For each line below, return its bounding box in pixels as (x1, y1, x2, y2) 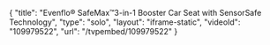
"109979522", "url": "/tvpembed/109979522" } (9, 26, 178, 36)
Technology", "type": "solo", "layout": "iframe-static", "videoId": (9, 17, 241, 27)
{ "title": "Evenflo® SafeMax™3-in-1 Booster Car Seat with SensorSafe (9, 8, 262, 18)
